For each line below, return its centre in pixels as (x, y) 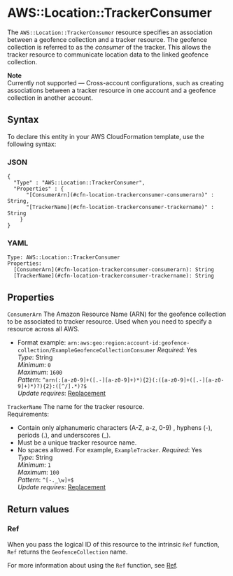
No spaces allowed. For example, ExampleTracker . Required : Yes (110, 450)
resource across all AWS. (43, 329)
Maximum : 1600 (40, 373)
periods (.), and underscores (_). (64, 435)
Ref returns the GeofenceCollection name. (68, 552)
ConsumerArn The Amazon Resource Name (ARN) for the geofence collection (117, 314)
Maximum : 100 (38, 473)
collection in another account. (50, 98)
